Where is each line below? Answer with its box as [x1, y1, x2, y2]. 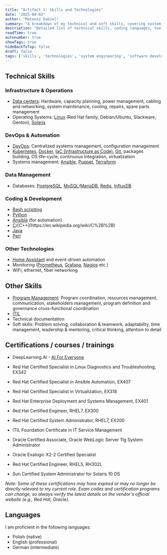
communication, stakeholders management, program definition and [12, 300, 151, 306]
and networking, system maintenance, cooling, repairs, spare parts [12, 104, 150, 110]
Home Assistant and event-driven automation [12, 257, 105, 263]
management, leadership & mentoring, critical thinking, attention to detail [12, 327, 162, 333]
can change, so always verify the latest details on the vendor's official [5, 491, 150, 497]
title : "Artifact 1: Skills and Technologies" [5, 7, 103, 12]
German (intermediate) [12, 544, 59, 550]
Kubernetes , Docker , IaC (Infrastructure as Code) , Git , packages [12, 148, 144, 154]
